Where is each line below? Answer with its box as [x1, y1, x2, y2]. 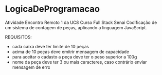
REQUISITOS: [5, 34, 32, 40]
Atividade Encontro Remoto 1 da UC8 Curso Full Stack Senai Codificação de [5, 19, 157, 25]
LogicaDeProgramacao [5, 3, 100, 15]
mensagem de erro [12, 64, 51, 70]
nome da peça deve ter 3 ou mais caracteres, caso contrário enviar [12, 59, 147, 65]
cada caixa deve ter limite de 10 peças [12, 43, 89, 49]
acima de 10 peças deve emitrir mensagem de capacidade [12, 49, 129, 55]
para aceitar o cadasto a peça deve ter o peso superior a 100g [12, 54, 137, 59]
